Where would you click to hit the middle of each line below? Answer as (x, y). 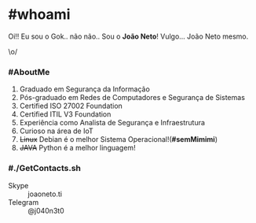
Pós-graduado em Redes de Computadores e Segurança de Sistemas (132, 98)
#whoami (39, 15)
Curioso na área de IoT (57, 131)
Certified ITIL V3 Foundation (65, 114)
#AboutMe (29, 72)
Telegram (24, 202)
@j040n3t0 (46, 210)
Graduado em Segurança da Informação (85, 89)
